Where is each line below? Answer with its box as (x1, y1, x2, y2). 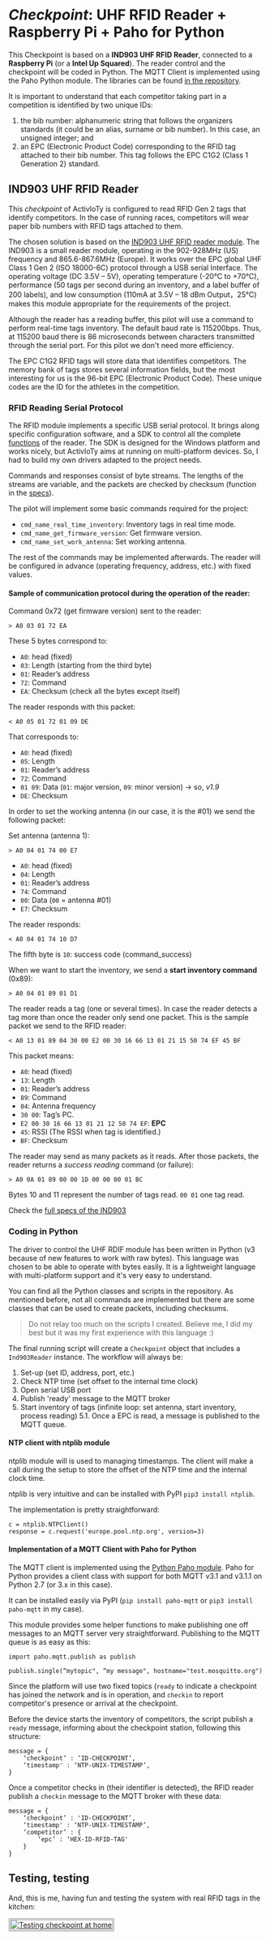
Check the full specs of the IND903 (8, 1206, 126, 1215)
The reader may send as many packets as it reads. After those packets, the (8, 1151, 259, 1161)
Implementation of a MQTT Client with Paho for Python (8, 1544, 197, 1555)
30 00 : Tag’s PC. (19, 1110, 75, 1120)
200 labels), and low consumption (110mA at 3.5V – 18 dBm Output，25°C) (8, 290, 257, 299)
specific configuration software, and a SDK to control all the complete (8, 429, 242, 439)
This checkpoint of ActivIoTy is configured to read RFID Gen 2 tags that (8, 204, 246, 213)
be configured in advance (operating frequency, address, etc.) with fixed (8, 561, 251, 571)
